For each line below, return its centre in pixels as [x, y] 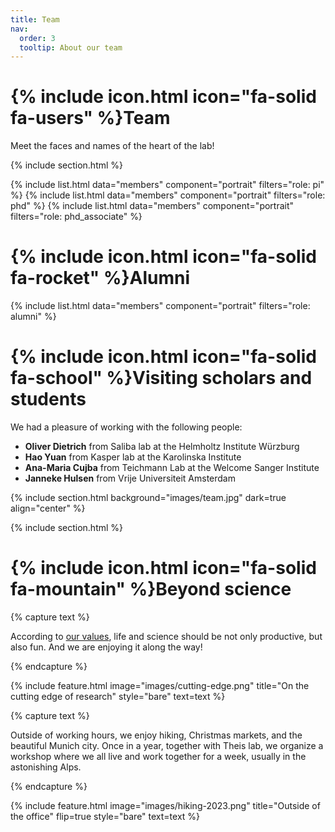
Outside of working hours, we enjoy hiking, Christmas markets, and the [156, 735]
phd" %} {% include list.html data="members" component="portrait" [152, 206]
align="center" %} [48, 508]
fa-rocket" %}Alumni [100, 278]
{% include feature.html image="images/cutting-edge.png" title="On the [160, 685]
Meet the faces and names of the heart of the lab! [112, 146]
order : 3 [37, 38]
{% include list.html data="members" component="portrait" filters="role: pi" [167, 185]
